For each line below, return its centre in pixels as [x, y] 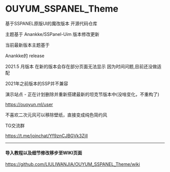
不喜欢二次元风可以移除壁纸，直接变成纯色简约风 [56, 115]
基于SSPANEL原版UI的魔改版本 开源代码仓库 [51, 23]
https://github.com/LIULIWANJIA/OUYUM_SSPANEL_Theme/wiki [73, 164]
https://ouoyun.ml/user [29, 104]
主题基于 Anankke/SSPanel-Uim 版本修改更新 [52, 34]
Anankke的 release [25, 56]
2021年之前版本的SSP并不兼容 [37, 83]
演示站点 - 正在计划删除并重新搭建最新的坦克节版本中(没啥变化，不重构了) [82, 94]
